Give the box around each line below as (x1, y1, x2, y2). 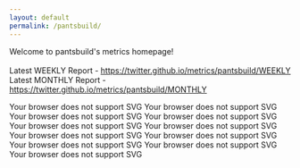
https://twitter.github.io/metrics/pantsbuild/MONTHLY (9, 84, 207, 95)
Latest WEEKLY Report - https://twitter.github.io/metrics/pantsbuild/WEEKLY (9, 64, 291, 76)
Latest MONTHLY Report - (9, 74, 106, 85)
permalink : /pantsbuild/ (9, 21, 102, 30)
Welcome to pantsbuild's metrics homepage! (9, 46, 174, 56)
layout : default (9, 13, 70, 22)
